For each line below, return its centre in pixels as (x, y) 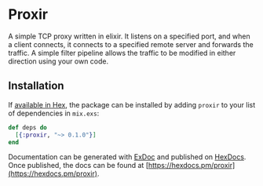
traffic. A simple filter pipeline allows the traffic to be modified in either (122, 53)
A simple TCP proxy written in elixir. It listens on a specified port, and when (129, 36)
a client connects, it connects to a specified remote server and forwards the (131, 44)
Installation (36, 86)
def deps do (27, 127)
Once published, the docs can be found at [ (79, 166)
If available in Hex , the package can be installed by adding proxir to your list (132, 104)
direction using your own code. (58, 61)
